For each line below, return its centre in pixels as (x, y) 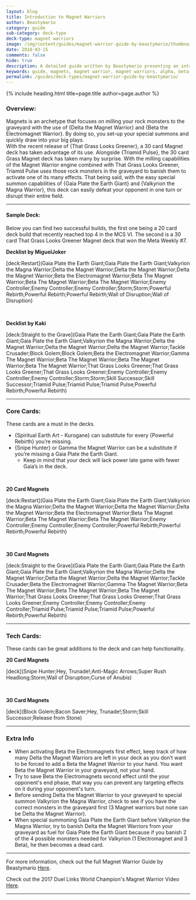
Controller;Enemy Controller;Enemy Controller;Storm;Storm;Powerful (88, 288)
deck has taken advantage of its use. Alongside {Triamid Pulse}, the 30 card (97, 152)
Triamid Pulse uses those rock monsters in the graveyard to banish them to (96, 171)
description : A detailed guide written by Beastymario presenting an (92, 66)
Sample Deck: (23, 215)
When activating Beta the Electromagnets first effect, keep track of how (101, 751)
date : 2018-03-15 (27, 50)
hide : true (19, 60)
